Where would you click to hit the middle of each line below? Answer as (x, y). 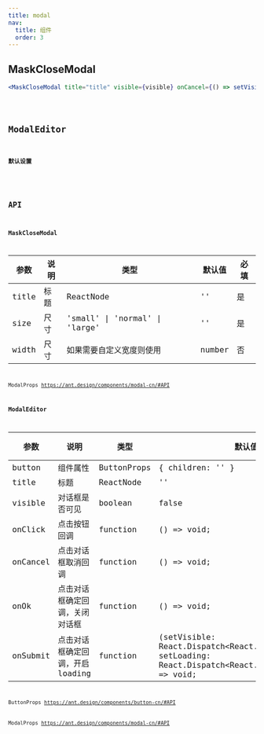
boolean (115, 503)
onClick (29, 529)
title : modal (29, 15)
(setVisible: (187, 637)
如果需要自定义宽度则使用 (114, 350)
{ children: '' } (196, 467)
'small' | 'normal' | (114, 319)
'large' (83, 328)
